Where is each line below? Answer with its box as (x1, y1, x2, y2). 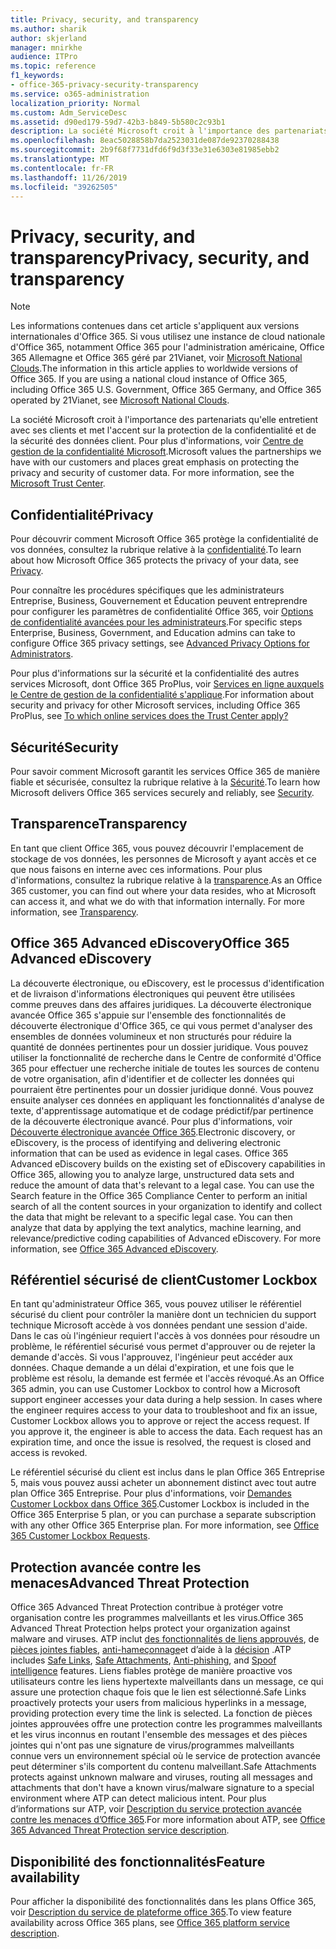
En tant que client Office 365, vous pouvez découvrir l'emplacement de (10, 842, 304, 854)
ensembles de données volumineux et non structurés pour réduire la (10, 1030, 292, 1042)
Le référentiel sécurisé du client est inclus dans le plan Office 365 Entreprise (10, 1466, 325, 1478)
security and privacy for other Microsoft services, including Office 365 (10, 699, 301, 711)
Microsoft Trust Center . (10, 477, 106, 490)
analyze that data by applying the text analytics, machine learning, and (10, 1221, 302, 1233)
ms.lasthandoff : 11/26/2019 (10, 172, 128, 183)
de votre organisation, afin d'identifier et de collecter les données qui (10, 1072, 295, 1085)
